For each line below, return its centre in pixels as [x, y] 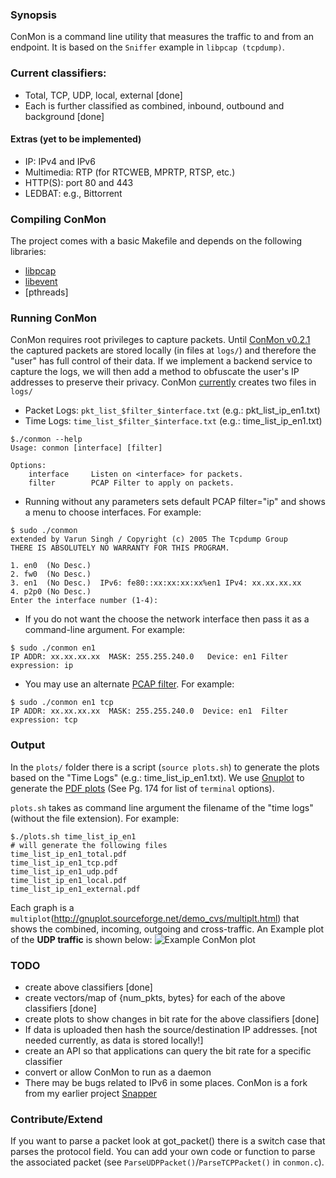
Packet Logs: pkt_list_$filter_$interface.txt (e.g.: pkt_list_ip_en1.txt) [172, 410]
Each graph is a [42, 907]
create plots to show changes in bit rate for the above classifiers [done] [172, 1019]
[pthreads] [46, 292]
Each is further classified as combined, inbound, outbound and [154, 105]
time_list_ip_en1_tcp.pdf [64, 863]
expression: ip [42, 666]
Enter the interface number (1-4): [84, 601]
